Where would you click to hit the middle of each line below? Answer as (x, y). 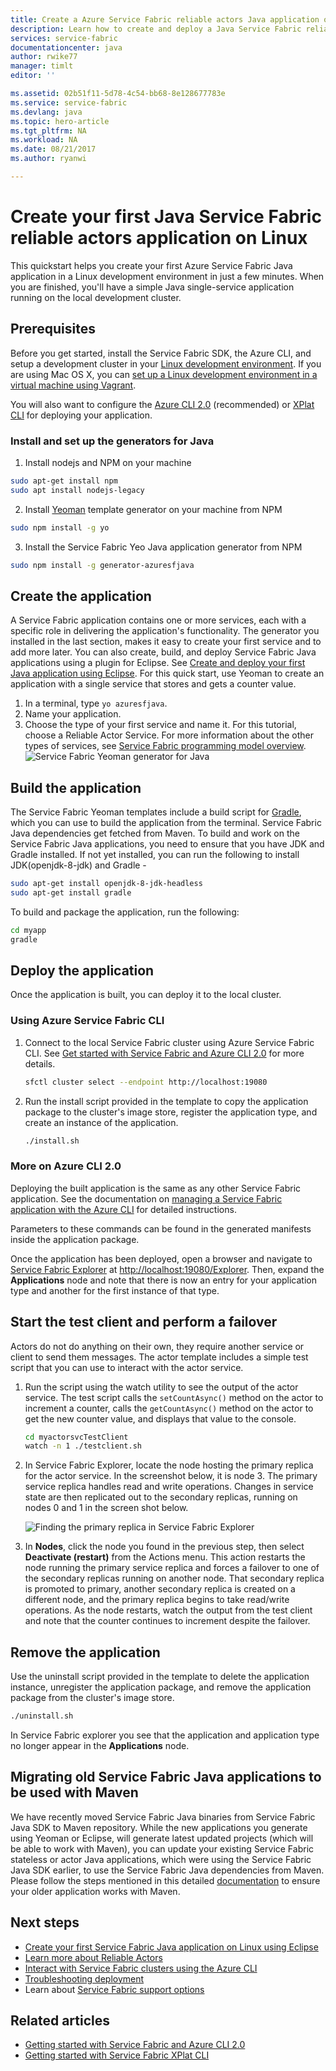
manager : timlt (42, 66)
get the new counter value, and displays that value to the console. (160, 1418)
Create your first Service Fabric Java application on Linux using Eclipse (171, 1947)
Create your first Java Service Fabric (166, 217)
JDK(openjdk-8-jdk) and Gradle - (78, 865)
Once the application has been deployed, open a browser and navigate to (161, 1258)
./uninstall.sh (42, 1716)
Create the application (81, 596)
